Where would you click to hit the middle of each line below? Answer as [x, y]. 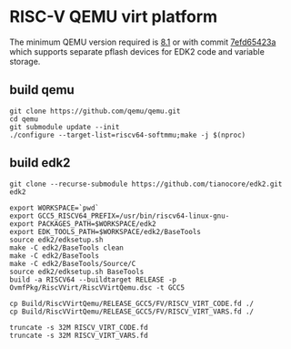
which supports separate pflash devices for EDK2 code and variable [137, 51]
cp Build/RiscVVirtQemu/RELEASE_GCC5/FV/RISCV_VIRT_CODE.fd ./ [132, 303]
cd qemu [24, 119]
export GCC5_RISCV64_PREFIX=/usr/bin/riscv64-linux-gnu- [120, 216]
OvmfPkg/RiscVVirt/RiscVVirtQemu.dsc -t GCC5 [97, 287]
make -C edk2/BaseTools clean [67, 248]
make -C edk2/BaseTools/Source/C [73, 263]
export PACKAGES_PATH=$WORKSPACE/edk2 [83, 224]
